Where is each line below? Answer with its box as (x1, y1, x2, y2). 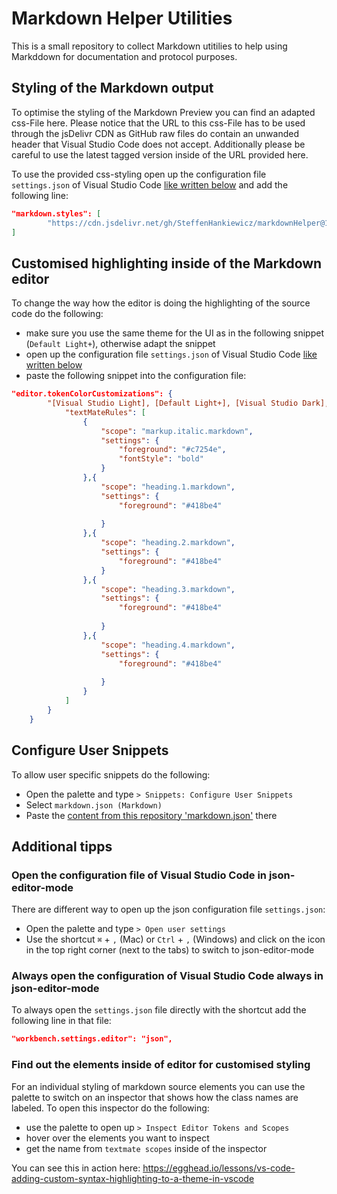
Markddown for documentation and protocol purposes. (11, 50, 238, 62)
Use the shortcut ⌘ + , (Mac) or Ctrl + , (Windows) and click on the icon (25, 933, 326, 946)
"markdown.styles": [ (11, 208, 102, 219)
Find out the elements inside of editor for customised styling (11, 1058, 311, 1072)
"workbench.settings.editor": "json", (11, 1034, 173, 1044)
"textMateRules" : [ (64, 407, 146, 417)
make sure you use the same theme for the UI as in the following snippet (25, 327, 324, 339)
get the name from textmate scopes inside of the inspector (25, 1142, 268, 1154)
